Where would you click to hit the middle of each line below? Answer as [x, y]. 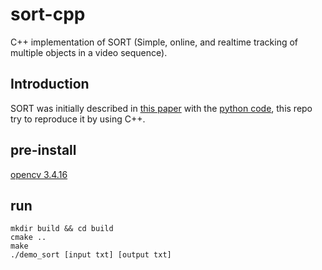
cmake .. [28, 238]
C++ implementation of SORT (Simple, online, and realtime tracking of [154, 42]
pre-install [43, 150]
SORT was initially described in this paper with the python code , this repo [161, 108]
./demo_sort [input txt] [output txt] [91, 255]
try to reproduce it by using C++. [78, 119]
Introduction [50, 84]
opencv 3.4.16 [39, 174]
